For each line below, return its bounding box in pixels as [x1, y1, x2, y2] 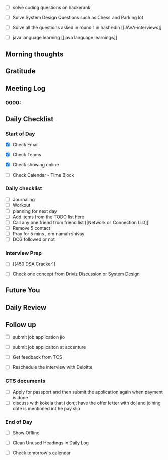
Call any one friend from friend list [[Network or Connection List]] [12, 219, 149, 225]
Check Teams [12, 152, 41, 158]
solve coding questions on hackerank [12, 5, 91, 10]
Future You [5, 286, 40, 295]
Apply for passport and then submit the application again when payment [12, 389, 163, 395]
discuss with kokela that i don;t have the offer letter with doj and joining [12, 400, 161, 406]
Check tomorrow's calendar [12, 450, 71, 456]
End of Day [5, 418, 33, 425]
